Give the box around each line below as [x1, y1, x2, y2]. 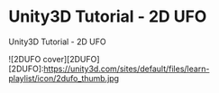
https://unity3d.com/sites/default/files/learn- [43, 63, 210, 74]
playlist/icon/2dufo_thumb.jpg [8, 72, 119, 83]
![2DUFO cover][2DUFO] [8, 53, 100, 64]
